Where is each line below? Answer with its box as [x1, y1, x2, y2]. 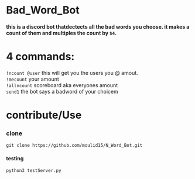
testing [6, 154, 24, 161]
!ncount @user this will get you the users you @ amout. [6, 69, 139, 76]
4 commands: [6, 50, 75, 63]
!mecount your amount [6, 75, 60, 82]
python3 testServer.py [6, 168, 61, 174]
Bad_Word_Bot [6, 4, 80, 17]
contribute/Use [6, 108, 82, 122]
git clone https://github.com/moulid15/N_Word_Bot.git [6, 143, 143, 149]
